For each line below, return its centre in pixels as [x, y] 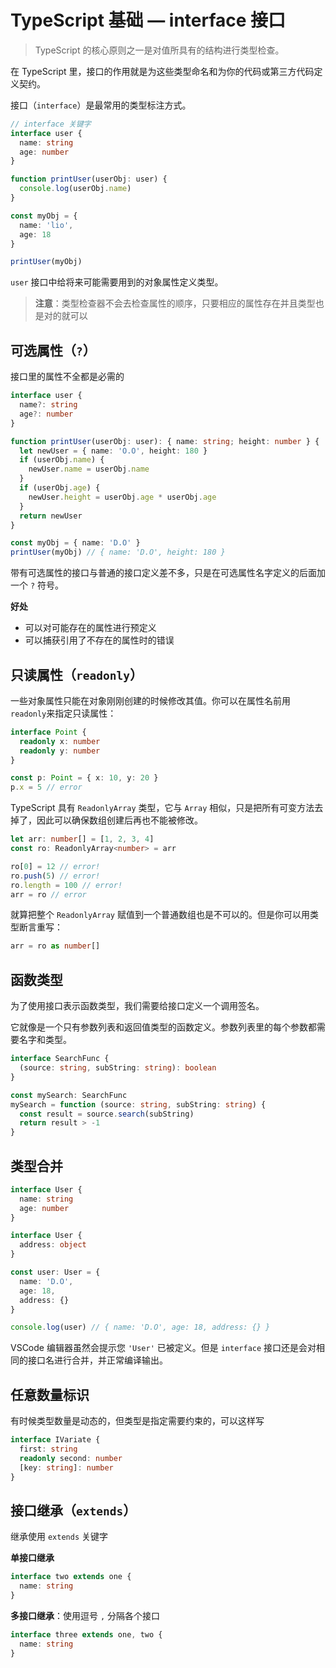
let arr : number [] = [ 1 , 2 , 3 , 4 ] [82, 839]
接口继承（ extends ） [73, 1510]
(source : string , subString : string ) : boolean [118, 1068]
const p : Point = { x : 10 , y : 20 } [84, 778]
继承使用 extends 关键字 [59, 1537]
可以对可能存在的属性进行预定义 [90, 628]
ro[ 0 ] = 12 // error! [55, 866]
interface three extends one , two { [86, 1634]
